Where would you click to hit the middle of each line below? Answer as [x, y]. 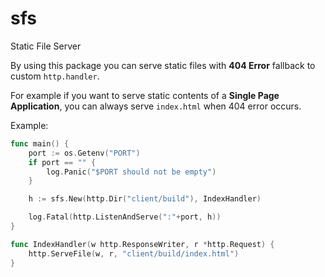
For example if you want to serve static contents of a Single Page [145, 95]
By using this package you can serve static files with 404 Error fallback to [163, 65]
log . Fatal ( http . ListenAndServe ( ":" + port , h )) [125, 217]
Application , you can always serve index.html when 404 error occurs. [156, 106]
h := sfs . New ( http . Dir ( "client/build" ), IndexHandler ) [145, 199]
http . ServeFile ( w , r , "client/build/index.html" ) [134, 253]
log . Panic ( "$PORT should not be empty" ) [131, 172]
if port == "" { [62, 162]
